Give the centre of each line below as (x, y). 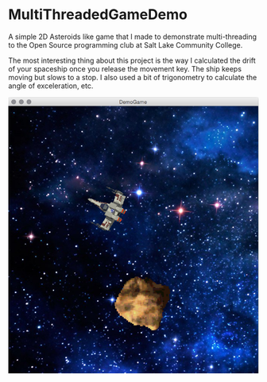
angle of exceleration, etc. (51, 86)
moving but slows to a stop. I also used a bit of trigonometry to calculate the (133, 77)
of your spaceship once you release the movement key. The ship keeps (125, 68)
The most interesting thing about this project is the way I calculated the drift (132, 60)
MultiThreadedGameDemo (98, 15)
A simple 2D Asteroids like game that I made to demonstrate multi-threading (132, 37)
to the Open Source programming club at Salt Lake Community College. (126, 44)
